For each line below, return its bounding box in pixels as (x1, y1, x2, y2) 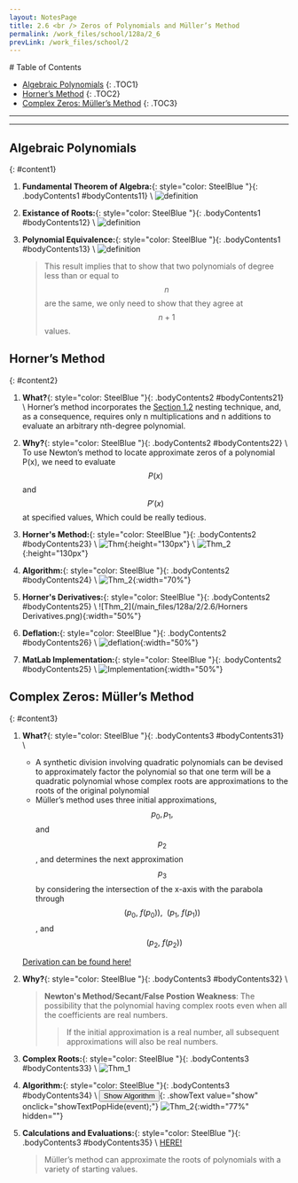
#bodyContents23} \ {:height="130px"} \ (21, 538, 196, 549)
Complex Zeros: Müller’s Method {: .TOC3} (21, 98, 178, 109)
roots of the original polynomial (35, 785, 150, 795)
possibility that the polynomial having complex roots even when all (43, 999, 287, 1011)
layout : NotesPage (9, 12, 77, 22)
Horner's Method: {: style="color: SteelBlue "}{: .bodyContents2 (21, 529, 257, 539)
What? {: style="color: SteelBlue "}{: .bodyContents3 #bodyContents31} (21, 730, 285, 740)
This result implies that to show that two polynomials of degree (43, 261, 275, 271)
